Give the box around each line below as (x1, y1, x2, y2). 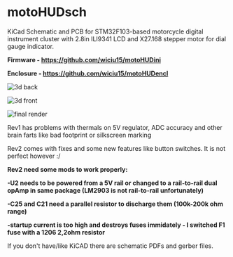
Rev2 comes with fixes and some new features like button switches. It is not (7, 144, 226, 152)
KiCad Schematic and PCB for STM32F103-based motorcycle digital (7, 27, 204, 36)
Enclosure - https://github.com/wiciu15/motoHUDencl (7, 69, 169, 78)
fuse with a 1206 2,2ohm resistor (7, 228, 105, 236)
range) (7, 207, 27, 215)
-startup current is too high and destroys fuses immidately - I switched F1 (7, 221, 225, 229)
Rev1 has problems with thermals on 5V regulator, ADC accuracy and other (7, 123, 223, 131)
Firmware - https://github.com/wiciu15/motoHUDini (7, 55, 161, 64)
